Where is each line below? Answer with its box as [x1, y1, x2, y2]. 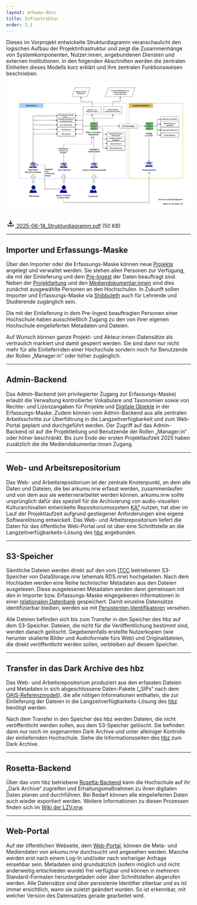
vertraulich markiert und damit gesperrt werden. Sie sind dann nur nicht [6, 340, 179, 347]
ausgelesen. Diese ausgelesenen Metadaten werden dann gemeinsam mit [6, 586, 185, 593]
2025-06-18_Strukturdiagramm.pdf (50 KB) [16, 223, 121, 230]
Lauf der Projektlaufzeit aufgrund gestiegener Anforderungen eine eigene [6, 510, 184, 517]
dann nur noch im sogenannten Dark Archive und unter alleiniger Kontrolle [6, 728, 186, 735]
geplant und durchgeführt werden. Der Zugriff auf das [21, 422, 152, 429]
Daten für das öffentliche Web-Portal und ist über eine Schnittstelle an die [6, 522, 185, 529]
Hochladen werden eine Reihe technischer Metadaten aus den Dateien [6, 579, 177, 586]
